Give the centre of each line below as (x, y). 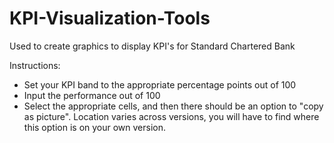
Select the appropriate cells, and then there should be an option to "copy (173, 106)
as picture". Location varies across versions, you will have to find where (171, 116)
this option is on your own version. (95, 127)
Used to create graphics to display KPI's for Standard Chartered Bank (152, 46)
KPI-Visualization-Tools (110, 18)
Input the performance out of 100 (92, 95)
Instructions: (35, 65)
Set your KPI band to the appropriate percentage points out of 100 (160, 84)
